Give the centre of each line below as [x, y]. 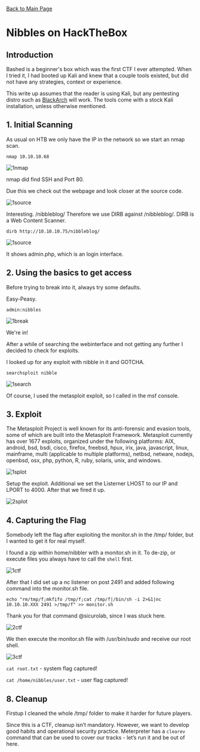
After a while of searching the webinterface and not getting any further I [95, 344]
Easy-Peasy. [21, 299]
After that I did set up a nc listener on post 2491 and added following [90, 582]
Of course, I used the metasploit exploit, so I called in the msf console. [93, 395]
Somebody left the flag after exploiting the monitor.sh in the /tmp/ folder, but [100, 535]
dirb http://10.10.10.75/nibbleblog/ [53, 231]
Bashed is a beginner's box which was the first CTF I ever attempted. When [99, 69]
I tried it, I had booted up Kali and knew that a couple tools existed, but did [98, 75]
